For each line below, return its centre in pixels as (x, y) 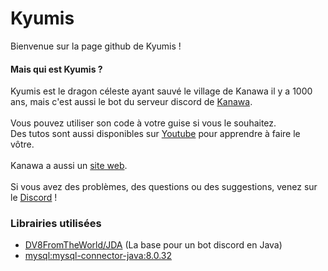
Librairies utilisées (56, 224)
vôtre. (22, 144)
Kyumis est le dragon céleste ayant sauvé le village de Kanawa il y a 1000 (161, 91)
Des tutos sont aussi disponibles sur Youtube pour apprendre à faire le (155, 134)
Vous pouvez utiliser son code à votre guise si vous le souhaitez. (143, 123)
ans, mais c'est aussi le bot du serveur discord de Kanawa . (131, 102)
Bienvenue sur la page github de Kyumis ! (96, 46)
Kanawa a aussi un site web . (69, 166)
